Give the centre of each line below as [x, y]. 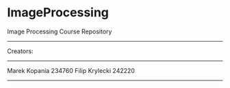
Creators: [20, 51]
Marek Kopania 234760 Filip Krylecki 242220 [71, 70]
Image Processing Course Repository [60, 31]
